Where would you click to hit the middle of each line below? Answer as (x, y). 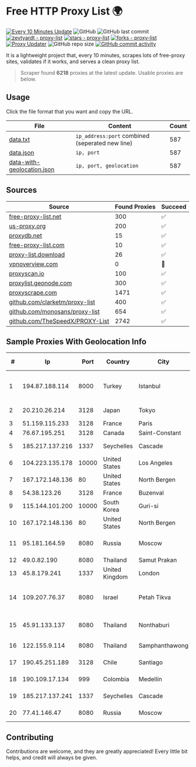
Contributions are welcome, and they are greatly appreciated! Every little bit (97, 751)
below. (28, 79)
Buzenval (151, 493)
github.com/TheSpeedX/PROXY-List (59, 321)
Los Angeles (156, 463)
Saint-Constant (160, 433)
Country (118, 362)
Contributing (30, 737)
